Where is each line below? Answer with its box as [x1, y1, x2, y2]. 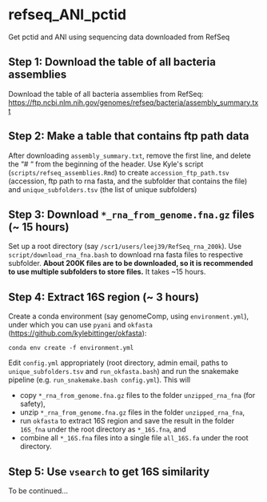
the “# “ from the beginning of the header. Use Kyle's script [8, 159, 204, 169]
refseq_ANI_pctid [8, 6, 126, 24]
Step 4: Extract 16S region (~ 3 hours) [8, 290, 200, 303]
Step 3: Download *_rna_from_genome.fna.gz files [8, 207, 255, 221]
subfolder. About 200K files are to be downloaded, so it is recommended [8, 259, 253, 268]
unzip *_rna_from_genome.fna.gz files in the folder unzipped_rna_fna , [19, 408, 245, 417]
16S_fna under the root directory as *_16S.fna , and [19, 424, 186, 434]
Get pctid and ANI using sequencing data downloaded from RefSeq [8, 32, 230, 42]
